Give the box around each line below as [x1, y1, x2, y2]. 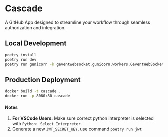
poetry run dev [5, 57, 37, 62]
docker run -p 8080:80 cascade [5, 93, 70, 99]
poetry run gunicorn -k [5, 62, 55, 67]
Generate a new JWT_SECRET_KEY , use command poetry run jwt [12, 126, 142, 132]
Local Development [5, 39, 67, 48]
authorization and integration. [5, 24, 66, 30]
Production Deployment [5, 75, 81, 84]
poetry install [5, 52, 37, 57]
